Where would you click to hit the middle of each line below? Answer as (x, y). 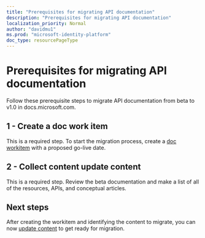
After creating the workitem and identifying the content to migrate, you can (101, 222)
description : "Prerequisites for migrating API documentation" (89, 18)
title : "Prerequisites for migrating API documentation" (81, 12)
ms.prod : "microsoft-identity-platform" (59, 35)
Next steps (28, 207)
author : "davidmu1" (31, 29)
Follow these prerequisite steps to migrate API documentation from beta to (101, 100)
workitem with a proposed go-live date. (56, 147)
